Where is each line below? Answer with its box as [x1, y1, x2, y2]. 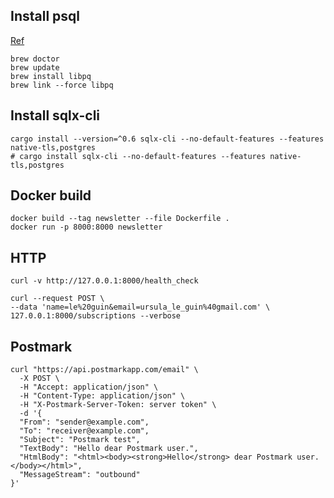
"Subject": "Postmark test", [19, 435, 141, 445]
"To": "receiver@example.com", [19, 426, 150, 436]
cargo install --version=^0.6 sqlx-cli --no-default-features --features [10, 134, 325, 144]
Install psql [10, 8, 80, 25]
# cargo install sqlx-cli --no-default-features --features [10, 151, 267, 161]
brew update [10, 62, 60, 73]
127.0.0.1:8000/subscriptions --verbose [10, 311, 182, 321]
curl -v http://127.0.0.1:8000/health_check [10, 276, 199, 286]
